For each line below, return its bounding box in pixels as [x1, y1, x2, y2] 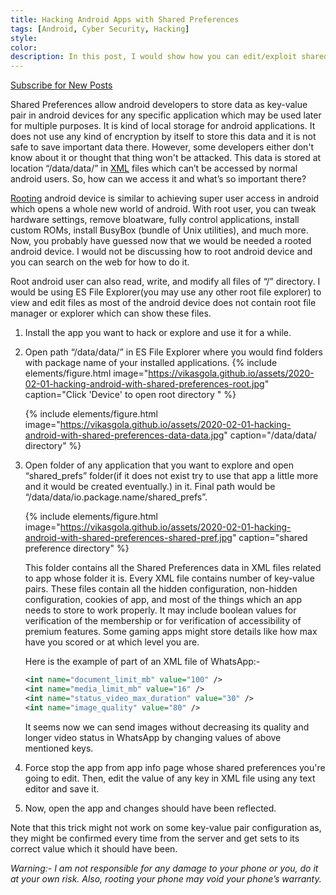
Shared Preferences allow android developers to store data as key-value [10, 99, 308, 111]
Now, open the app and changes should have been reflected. [24, 802, 277, 814]
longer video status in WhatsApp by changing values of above [24, 731, 282, 743]
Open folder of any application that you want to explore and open [24, 459, 294, 471]
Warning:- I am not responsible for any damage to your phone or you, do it [10, 862, 319, 874]
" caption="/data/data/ [223, 429, 317, 441]
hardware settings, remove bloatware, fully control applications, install [10, 214, 300, 226]
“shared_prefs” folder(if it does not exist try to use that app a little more [24, 470, 319, 482]
